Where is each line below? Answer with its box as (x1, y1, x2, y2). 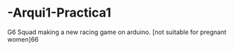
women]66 (7, 35, 39, 43)
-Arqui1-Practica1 (7, 5, 111, 21)
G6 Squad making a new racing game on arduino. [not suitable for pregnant (7, 28, 227, 36)
